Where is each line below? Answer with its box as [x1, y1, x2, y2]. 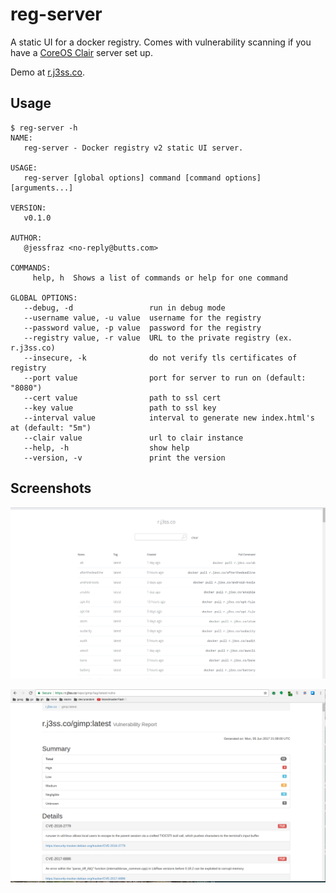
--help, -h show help [23, 443, 190, 453]
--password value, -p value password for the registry [23, 323, 262, 333]
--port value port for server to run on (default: [23, 373, 307, 383]
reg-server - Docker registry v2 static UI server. [23, 143, 244, 153]
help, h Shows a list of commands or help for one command [32, 273, 288, 283]
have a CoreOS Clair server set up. [10, 46, 153, 58]
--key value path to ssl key [23, 403, 217, 413]
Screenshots [10, 480, 92, 497]
